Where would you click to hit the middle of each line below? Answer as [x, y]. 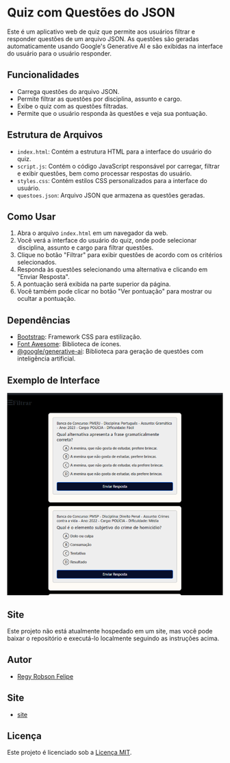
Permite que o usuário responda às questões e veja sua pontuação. [112, 113]
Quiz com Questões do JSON [91, 13]
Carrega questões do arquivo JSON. [68, 91]
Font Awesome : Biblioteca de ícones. [69, 344]
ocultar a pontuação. [46, 299]
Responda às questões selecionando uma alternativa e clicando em [112, 269]
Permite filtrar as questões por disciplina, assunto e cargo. [100, 99]
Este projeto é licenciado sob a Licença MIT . [69, 753]
